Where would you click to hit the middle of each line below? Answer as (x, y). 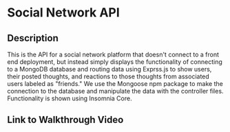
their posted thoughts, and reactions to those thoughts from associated (108, 76)
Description (33, 38)
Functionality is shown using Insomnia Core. (70, 98)
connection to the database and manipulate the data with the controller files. (115, 91)
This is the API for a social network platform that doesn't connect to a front (113, 54)
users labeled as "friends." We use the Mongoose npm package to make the (115, 84)
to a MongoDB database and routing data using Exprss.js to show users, (109, 69)
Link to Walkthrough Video (65, 120)
